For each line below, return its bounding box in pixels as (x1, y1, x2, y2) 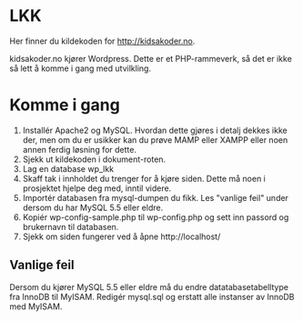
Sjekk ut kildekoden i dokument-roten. (22, 154, 167, 165)
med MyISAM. (9, 301, 63, 312)
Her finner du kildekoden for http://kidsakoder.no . (9, 35, 196, 46)
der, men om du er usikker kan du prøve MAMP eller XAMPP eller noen (22, 134, 288, 145)
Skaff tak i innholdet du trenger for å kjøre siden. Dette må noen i (22, 173, 266, 184)
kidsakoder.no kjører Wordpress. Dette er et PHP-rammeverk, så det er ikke (9, 53, 293, 64)
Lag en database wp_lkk (22, 163, 115, 174)
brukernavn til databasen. (22, 221, 119, 232)
